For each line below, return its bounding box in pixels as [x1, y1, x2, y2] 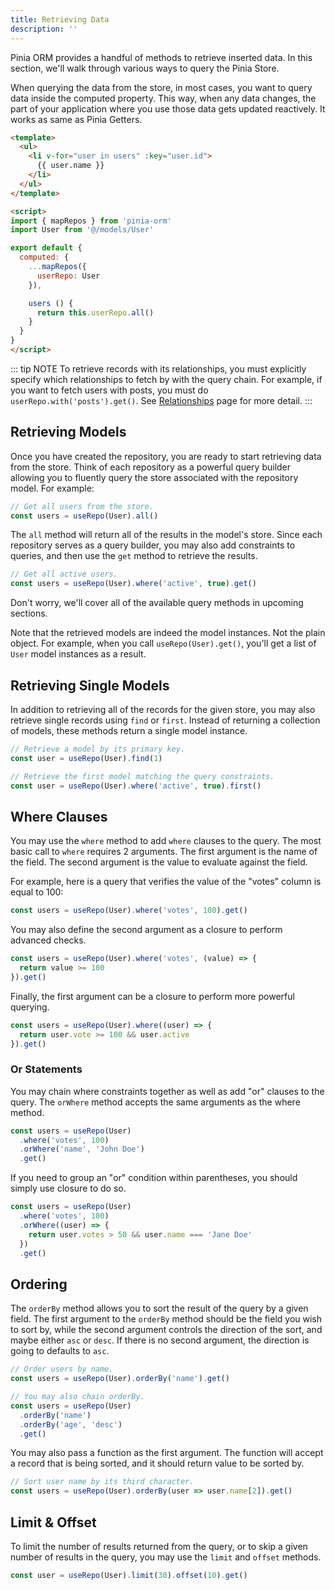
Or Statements [10, 1062, 83, 1076]
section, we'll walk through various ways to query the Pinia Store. [10, 62, 280, 74]
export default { [10, 243, 83, 253]
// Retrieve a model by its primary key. [10, 744, 186, 754]
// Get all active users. [10, 569, 118, 580]
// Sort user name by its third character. [10, 1477, 195, 1487]
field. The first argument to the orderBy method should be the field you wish [10, 1313, 323, 1325]
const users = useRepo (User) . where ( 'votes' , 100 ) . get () [10, 906, 248, 916]
